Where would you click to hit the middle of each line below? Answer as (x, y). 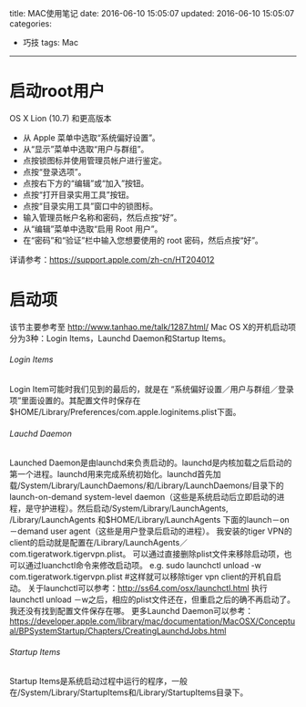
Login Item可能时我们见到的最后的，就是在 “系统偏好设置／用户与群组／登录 (152, 390)
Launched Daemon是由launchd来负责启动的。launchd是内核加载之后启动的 (151, 463)
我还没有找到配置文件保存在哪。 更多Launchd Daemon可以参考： (132, 611)
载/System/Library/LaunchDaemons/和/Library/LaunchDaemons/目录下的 (147, 485)
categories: (31, 24)
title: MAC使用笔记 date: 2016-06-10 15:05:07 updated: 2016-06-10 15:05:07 (152, 13)
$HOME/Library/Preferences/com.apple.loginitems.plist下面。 (125, 412)
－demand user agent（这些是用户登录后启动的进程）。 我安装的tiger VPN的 (151, 531)
